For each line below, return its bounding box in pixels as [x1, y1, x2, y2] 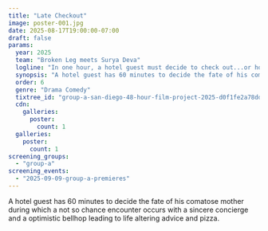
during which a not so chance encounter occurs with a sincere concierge [8, 205, 249, 214]
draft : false [8, 33, 52, 42]
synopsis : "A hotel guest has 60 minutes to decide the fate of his [15, 71, 248, 79]
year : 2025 [15, 49, 52, 57]
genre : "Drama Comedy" [15, 85, 91, 94]
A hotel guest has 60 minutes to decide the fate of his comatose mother [8, 196, 245, 206]
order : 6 [15, 78, 45, 86]
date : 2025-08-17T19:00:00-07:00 [8, 26, 120, 34]
